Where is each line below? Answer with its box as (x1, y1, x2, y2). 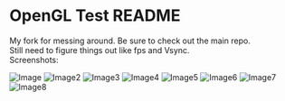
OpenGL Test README (9, 5, 181, 26)
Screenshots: (9, 54, 59, 65)
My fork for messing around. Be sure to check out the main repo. (9, 35, 251, 46)
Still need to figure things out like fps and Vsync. (9, 44, 190, 55)
